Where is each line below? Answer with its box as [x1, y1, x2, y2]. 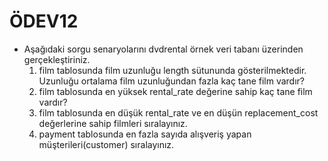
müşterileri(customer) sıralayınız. [38, 138, 175, 150]
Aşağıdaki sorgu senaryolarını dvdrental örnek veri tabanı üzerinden [23, 43, 304, 55]
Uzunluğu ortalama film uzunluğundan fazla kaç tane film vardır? [38, 75, 306, 87]
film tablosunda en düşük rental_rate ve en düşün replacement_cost [38, 106, 319, 119]
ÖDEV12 [9, 10, 79, 33]
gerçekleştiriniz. [23, 53, 91, 65]
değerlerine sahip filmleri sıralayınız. [38, 117, 188, 129]
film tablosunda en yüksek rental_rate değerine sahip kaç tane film [38, 85, 313, 97]
